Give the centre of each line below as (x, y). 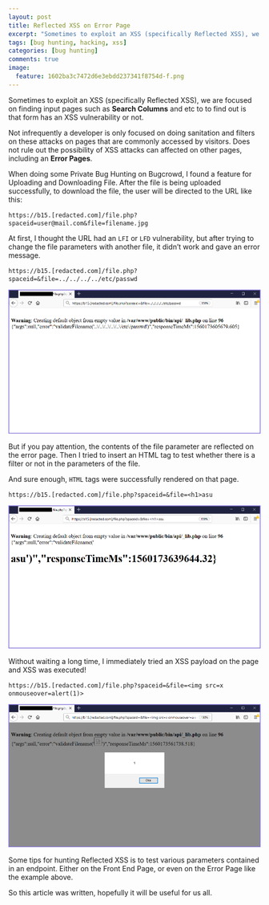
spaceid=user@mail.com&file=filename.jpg (78, 223)
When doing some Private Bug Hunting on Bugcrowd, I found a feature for (130, 173)
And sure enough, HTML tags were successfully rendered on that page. (124, 479)
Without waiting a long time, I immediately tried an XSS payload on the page (133, 661)
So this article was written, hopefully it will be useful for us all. (110, 893)
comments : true (34, 59)
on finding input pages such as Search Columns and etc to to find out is (127, 108)
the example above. (41, 877)
